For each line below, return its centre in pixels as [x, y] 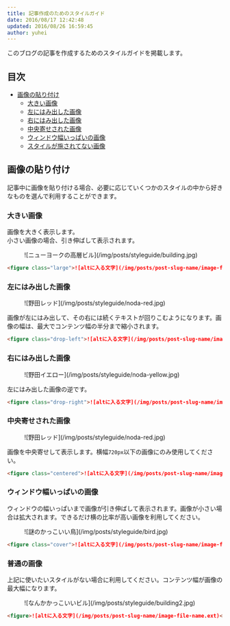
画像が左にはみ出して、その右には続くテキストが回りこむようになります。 [112, 318]
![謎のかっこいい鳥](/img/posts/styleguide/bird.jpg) [96, 531]
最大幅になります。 [34, 588]
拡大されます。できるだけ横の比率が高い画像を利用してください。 [111, 517]
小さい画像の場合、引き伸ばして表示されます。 [73, 240]
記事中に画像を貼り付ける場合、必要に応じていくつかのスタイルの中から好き [115, 187]
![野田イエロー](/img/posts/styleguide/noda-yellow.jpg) [102, 374]
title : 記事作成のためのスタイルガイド [56, 13]
